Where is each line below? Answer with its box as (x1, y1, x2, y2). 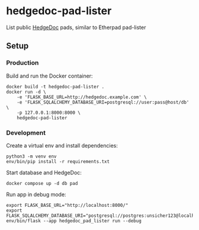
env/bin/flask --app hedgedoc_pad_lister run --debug (6, 218, 142, 223)
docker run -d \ (6, 89, 46, 95)
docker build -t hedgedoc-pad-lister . (6, 84, 105, 90)
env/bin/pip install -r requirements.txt (6, 158, 110, 164)
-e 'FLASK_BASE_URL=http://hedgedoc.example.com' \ (17, 94, 147, 100)
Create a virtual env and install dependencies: (6, 142, 118, 149)
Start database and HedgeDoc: (6, 169, 82, 176)
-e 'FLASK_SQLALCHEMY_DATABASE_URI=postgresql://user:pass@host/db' (17, 99, 190, 105)
